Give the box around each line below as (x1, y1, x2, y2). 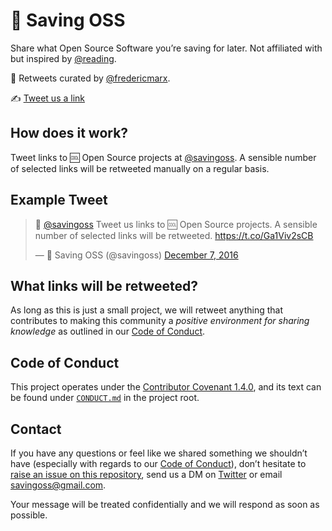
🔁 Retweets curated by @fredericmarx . (10, 72, 171, 84)
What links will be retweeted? (10, 277, 198, 294)
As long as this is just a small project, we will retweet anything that (10, 304, 284, 316)
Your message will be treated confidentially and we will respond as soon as (10, 499, 320, 510)
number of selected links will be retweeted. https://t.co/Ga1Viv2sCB (34, 229, 314, 241)
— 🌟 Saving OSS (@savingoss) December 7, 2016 (34, 249, 239, 261)
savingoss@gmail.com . (10, 479, 107, 491)
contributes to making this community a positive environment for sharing (10, 315, 310, 327)
